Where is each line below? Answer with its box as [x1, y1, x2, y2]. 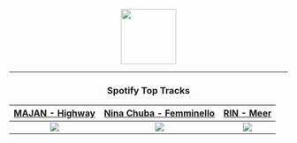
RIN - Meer [223, 107, 272, 119]
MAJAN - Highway [13, 107, 95, 119]
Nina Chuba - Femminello [103, 107, 215, 119]
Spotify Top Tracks [107, 84, 190, 96]
